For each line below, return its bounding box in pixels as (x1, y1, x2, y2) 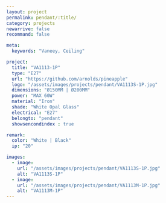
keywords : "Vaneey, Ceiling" (11, 48, 85, 55)
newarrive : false (6, 25, 50, 32)
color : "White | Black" (11, 138, 71, 144)
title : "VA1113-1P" (11, 64, 61, 70)
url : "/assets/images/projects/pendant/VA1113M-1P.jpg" (17, 182, 161, 188)
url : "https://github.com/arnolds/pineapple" (11, 76, 129, 82)
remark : (6, 131, 26, 138)
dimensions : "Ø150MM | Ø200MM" (11, 87, 91, 93)
